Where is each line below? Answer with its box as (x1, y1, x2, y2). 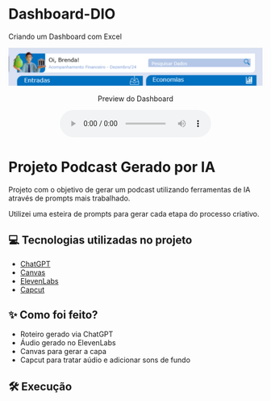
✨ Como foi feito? (8, 308, 98, 322)
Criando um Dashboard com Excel (8, 32, 123, 41)
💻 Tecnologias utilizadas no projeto (8, 234, 193, 247)
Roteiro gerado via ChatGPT (19, 329, 114, 340)
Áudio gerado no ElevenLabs (19, 338, 116, 348)
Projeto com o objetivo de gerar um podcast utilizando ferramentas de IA (8, 184, 251, 194)
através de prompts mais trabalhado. (8, 193, 131, 203)
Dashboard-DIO (8, 5, 116, 23)
